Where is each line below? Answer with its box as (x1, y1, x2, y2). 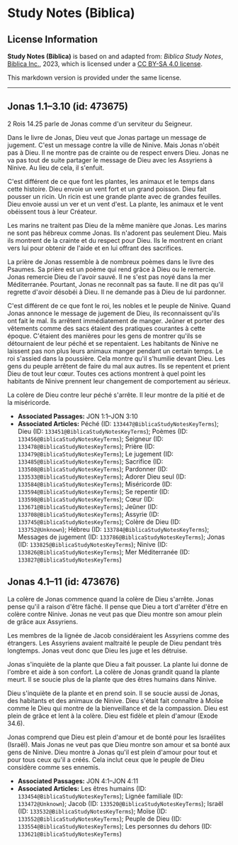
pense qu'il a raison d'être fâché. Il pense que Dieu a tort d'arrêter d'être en (7, 602, 228, 611)
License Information (7, 33, 98, 45)
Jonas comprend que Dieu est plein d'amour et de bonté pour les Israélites (7, 733, 226, 741)
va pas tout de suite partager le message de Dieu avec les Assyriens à (7, 156, 212, 164)
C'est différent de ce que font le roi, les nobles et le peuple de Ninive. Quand (7, 301, 231, 310)
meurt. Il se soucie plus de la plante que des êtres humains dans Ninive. (7, 675, 217, 683)
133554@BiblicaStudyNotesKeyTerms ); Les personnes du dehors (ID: (17, 822, 212, 830)
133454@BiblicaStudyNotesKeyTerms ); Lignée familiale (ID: (17, 792, 183, 800)
